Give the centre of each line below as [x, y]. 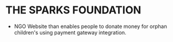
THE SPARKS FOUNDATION [74, 10]
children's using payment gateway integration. [70, 32]
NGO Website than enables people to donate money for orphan [90, 26]
